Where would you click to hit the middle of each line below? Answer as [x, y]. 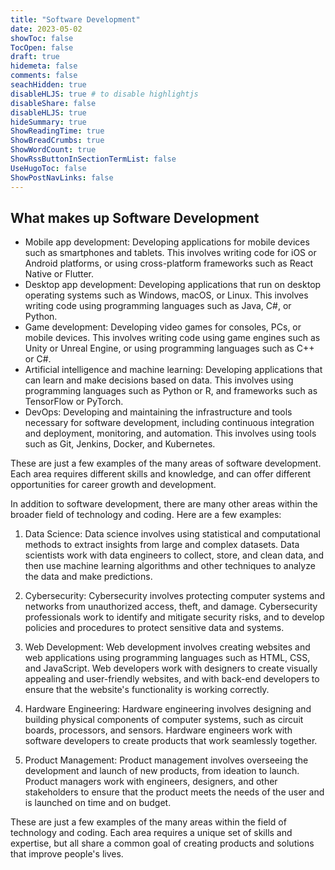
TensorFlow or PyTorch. [74, 402]
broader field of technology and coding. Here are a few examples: [146, 515]
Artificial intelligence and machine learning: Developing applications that [173, 370]
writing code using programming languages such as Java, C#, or [158, 306]
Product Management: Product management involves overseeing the [166, 760]
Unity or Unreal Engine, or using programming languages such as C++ [169, 348]
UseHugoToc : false [48, 168]
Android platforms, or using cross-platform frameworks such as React [169, 263]
